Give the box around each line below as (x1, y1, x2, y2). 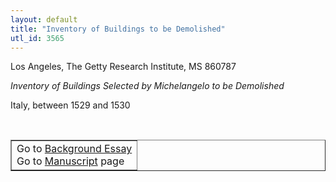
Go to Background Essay (16, 142, 133, 156)
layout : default (10, 14, 78, 25)
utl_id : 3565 (10, 33, 65, 43)
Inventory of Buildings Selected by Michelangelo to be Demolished (10, 80, 285, 92)
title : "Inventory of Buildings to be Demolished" (10, 24, 226, 34)
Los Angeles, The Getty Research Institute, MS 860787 (10, 61, 237, 73)
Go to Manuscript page (16, 154, 125, 168)
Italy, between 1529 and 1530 (10, 99, 131, 111)
